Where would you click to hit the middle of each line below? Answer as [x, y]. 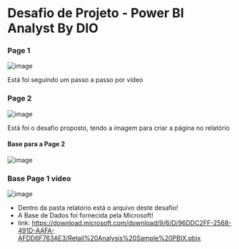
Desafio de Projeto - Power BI [96, 13]
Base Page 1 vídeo [39, 178]
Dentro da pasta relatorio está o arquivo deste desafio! [98, 208]
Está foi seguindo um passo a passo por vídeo [75, 80]
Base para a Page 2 [36, 144]
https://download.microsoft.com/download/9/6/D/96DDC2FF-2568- [132, 223]
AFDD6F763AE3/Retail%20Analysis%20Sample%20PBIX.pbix [109, 238]
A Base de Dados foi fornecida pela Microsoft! [85, 215]
